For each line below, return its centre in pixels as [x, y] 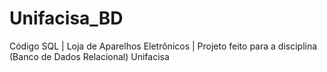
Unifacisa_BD [66, 18]
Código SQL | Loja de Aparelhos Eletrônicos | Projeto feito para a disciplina [163, 46]
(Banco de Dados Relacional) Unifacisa [89, 56]
